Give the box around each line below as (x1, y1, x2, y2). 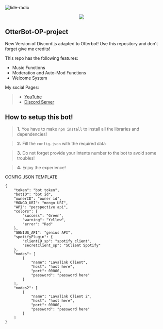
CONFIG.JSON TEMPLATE (5, 174, 58, 180)
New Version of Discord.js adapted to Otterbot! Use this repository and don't (5, 40, 158, 46)
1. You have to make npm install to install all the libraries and (16, 126, 140, 132)
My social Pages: (5, 84, 39, 90)
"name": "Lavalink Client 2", (31, 294, 92, 299)
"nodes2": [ (14, 285, 38, 290)
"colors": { (14, 209, 38, 214)
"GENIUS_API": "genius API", (14, 230, 73, 235)
